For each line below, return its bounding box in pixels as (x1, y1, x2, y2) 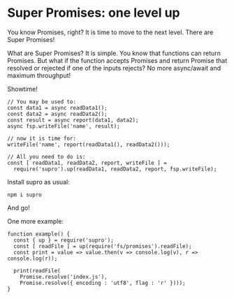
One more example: (7, 217, 64, 225)
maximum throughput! (7, 71, 71, 80)
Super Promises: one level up (7, 5, 180, 21)
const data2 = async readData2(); (7, 110, 108, 117)
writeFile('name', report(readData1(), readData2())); (7, 141, 170, 148)
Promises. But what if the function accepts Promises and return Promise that (7, 56, 228, 64)
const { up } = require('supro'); (13, 236, 114, 244)
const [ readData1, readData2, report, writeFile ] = (7, 159, 168, 166)
